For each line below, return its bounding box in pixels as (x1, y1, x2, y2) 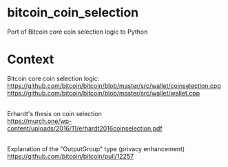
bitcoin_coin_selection (7, 5, 139, 21)
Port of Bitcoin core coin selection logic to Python (7, 27, 148, 36)
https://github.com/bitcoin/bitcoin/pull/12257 (7, 152, 134, 160)
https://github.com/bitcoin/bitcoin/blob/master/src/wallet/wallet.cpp (7, 89, 200, 97)
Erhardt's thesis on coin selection (7, 109, 102, 118)
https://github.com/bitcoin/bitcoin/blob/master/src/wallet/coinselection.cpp (7, 81, 222, 90)
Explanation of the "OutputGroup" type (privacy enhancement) (7, 144, 185, 153)
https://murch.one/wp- (7, 117, 72, 125)
